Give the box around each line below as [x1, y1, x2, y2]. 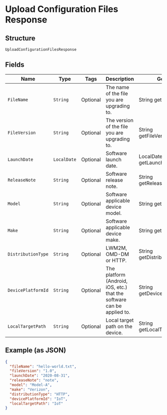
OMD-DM [105, 251, 129, 258]
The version [105, 117, 134, 124]
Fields [5, 61, 25, 69]
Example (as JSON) [5, 346, 66, 355]
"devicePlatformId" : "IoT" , [9, 396, 68, 402]
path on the [105, 323, 133, 330]
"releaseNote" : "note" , [9, 378, 59, 383]
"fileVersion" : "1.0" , [9, 369, 57, 374]
